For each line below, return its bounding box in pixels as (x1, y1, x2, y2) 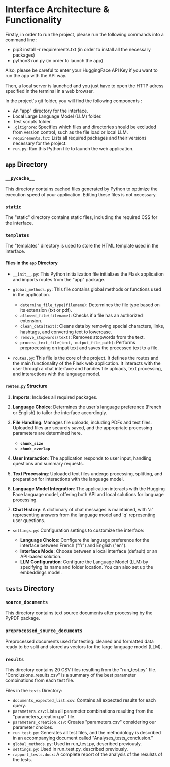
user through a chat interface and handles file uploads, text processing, (12, 366, 162, 372)
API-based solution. (20, 553, 62, 559)
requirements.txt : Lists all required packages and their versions (12, 134, 147, 141)
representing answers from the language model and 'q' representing (12, 512, 156, 518)
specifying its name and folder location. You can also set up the (20, 564, 153, 570)
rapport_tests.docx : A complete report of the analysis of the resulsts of (12, 751, 163, 757)
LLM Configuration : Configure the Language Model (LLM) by (20, 559, 149, 565)
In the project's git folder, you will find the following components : (5, 98, 142, 104)
